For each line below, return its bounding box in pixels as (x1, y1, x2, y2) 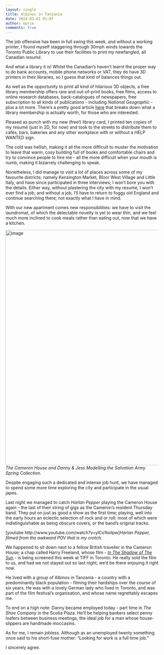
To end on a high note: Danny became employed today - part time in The (5, 605, 151, 611)
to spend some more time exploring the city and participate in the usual (5, 485, 149, 491)
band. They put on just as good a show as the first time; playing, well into (5, 510, 152, 516)
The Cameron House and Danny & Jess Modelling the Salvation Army (5, 465, 146, 471)
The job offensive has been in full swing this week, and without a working (5, 39, 153, 44)
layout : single (5, 7, 36, 12)
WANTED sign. (5, 135, 36, 141)
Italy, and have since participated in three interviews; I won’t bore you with (5, 179, 155, 186)
